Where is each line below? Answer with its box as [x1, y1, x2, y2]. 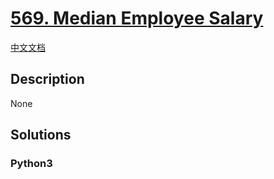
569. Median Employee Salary [10, 7, 264, 30]
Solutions [10, 127, 72, 144]
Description [10, 71, 85, 88]
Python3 [10, 157, 53, 171]
